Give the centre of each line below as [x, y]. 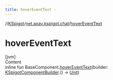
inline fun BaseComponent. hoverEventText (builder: [57, 67]
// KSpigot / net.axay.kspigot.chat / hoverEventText [54, 23]
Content [13, 62]
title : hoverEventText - [30, 10]
